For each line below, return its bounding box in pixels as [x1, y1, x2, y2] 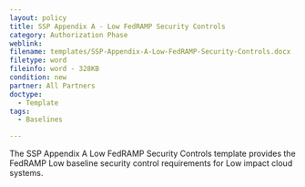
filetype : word [9, 56, 67, 65]
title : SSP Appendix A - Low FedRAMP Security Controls [9, 22, 226, 31]
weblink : [9, 38, 43, 48]
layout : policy [9, 13, 67, 23]
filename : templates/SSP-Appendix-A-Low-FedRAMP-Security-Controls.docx [9, 47, 291, 57]
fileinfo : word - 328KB [9, 65, 100, 74]
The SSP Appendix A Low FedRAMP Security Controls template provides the [9, 148, 296, 160]
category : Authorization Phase [9, 30, 128, 39]
